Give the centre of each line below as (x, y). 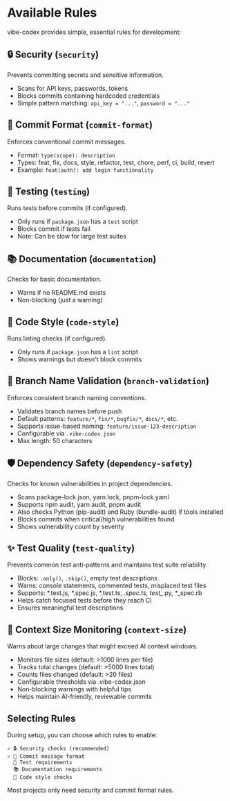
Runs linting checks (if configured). (57, 338)
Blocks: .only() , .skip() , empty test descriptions (87, 578)
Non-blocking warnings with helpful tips (74, 689)
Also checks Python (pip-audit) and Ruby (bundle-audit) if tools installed (120, 512)
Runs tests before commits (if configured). (67, 208)
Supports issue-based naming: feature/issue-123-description (107, 426)
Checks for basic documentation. (55, 279)
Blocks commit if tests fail (54, 229)
